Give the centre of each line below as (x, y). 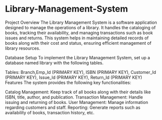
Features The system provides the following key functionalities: (68, 82)
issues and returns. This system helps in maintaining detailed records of (77, 38)
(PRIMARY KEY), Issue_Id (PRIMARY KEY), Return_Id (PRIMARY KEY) (73, 77)
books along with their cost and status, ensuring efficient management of (78, 43)
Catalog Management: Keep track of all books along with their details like (78, 92)
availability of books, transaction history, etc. (50, 112)
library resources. (23, 48)
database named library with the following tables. (54, 63)
